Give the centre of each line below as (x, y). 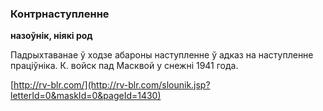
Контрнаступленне (60, 14)
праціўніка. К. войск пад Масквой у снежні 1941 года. (124, 66)
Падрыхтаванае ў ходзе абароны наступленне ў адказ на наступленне (162, 55)
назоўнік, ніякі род (51, 36)
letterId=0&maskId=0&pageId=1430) (86, 96)
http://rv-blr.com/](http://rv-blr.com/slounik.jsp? (112, 85)
